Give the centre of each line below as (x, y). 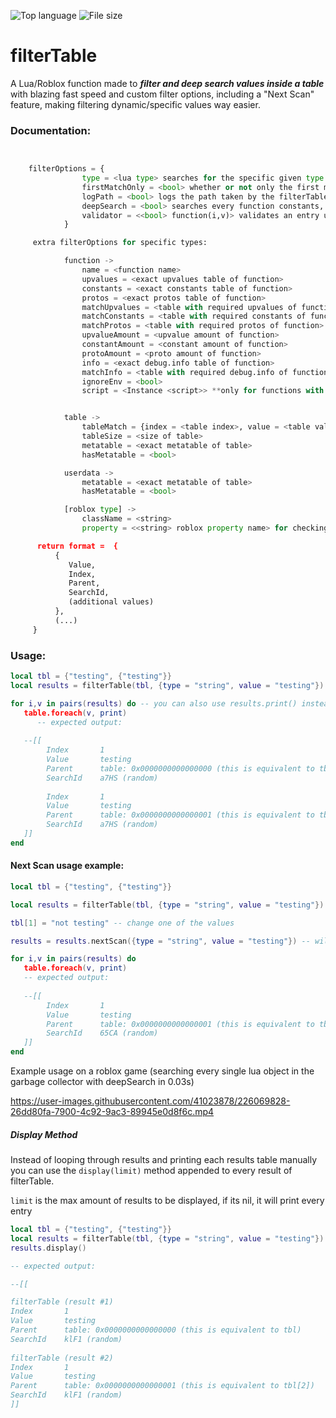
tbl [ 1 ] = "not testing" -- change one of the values (122, 923)
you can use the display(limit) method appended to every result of (151, 1171)
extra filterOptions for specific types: (120, 243)
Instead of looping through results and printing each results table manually (164, 1160)
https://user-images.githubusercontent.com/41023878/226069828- (150, 1101)
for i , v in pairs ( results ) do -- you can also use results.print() (154, 703)
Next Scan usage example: (67, 866)
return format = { (77, 546)
